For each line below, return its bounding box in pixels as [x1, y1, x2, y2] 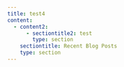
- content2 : [13, 23, 49, 30]
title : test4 [7, 10, 46, 17]
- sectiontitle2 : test [25, 29, 92, 37]
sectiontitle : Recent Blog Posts [20, 43, 118, 50]
